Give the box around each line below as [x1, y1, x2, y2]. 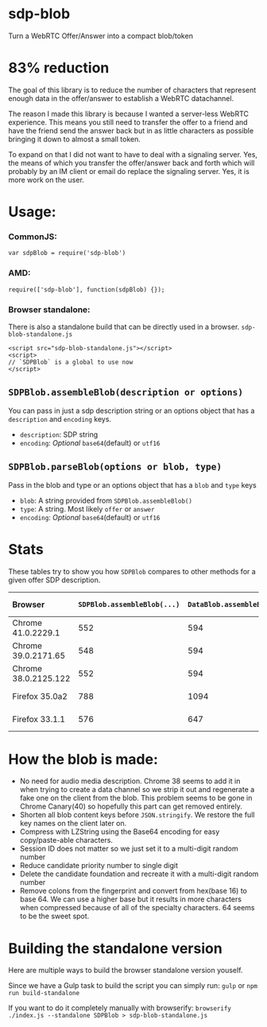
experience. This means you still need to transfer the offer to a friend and [8, 117, 248, 127]
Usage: [8, 203, 57, 221]
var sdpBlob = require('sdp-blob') [8, 249, 126, 257]
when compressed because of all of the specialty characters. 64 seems [19, 903, 256, 913]
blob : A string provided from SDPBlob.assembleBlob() [19, 496, 193, 505]
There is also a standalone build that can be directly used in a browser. [8, 322, 240, 331]
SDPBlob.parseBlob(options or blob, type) [8, 461, 222, 473]
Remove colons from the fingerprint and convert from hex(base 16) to [19, 886, 248, 896]
